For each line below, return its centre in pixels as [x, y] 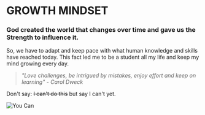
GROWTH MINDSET [57, 11]
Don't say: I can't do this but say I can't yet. [61, 94]
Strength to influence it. [42, 37]
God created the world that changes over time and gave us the [101, 30]
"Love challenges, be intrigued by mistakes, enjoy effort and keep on [109, 76]
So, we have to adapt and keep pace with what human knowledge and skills [102, 51]
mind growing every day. [38, 64]
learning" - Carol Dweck [52, 82]
